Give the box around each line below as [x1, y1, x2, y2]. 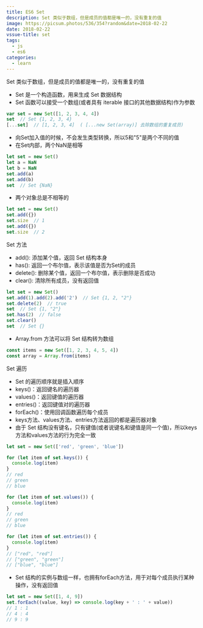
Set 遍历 [6, 365, 27, 372]
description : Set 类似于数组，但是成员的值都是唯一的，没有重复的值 [6, 15, 162, 21]
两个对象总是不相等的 [15, 194, 69, 201]
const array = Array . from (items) [6, 353, 91, 359]
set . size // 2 [6, 229, 45, 235]
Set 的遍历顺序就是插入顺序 [15, 378, 84, 385]
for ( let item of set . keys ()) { [6, 454, 88, 461]
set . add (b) [6, 176, 34, 182]
